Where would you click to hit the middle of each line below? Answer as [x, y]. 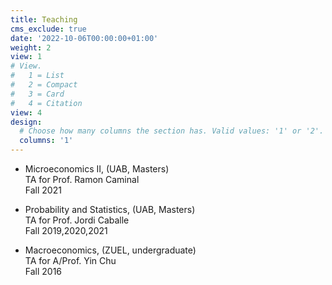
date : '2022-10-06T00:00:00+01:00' [84, 38]
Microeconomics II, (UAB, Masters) [97, 169]
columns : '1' [46, 141]
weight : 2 [31, 47]
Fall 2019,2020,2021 [66, 230]
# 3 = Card [37, 94]
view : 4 [26, 112]
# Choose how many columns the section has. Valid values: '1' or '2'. [172, 131]
